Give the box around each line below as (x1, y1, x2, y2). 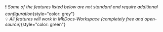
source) (5, 21, 21, 27)
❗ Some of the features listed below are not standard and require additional (5, 4, 158, 10)
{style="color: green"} (20, 21, 66, 27)
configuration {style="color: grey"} (5, 11, 75, 16)
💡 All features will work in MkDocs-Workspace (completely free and (5, 16, 144, 22)
